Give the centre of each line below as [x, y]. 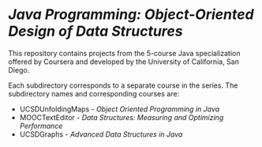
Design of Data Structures [95, 31]
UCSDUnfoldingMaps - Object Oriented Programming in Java [120, 109]
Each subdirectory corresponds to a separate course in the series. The [123, 85]
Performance [41, 126]
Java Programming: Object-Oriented [131, 15]
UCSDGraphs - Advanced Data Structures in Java [101, 134]
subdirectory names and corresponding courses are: [94, 93]
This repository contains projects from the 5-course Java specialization [124, 53]
